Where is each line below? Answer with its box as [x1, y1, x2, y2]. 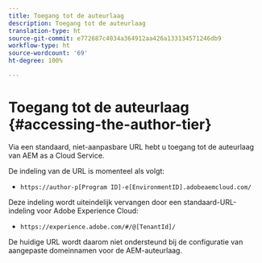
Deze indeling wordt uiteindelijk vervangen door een [8, 197, 182, 207]
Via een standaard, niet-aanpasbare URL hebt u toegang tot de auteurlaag [8, 142, 255, 151]
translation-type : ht [8, 27, 81, 35]
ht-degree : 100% [8, 57, 63, 65]
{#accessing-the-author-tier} [8, 116, 212, 134]
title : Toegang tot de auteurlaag [8, 11, 125, 20]
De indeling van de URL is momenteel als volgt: [8, 166, 165, 175]
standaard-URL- [183, 197, 237, 207]
